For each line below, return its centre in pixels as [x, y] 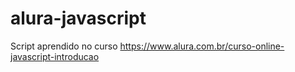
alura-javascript [78, 18]
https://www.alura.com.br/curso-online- [202, 46]
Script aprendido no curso [64, 46]
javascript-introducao [55, 56]
